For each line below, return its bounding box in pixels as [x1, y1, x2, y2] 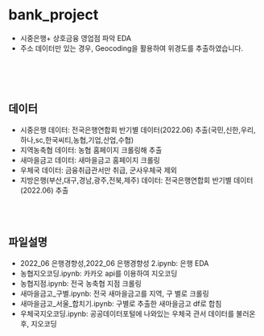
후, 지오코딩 [19, 318, 58, 328]
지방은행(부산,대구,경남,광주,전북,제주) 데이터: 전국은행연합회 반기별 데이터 [19, 175, 254, 185]
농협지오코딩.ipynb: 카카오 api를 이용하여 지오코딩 [19, 268, 178, 278]
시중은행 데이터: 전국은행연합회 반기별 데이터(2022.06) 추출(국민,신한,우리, [19, 125, 256, 135]
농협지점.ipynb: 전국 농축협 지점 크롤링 [19, 278, 142, 288]
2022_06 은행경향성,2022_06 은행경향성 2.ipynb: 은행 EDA [19, 258, 209, 268]
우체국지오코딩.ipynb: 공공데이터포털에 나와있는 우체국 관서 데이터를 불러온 [19, 309, 256, 318]
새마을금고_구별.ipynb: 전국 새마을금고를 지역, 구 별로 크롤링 [19, 288, 209, 298]
